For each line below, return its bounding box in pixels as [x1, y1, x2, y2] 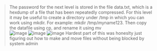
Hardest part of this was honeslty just [65, 30, 142, 36]
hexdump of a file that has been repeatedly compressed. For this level [9, 9, 152, 15]
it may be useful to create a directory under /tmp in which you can [9, 15, 145, 20]
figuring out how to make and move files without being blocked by [9, 35, 145, 41]
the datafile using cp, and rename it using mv [9, 25, 102, 31]
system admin [9, 41, 38, 46]
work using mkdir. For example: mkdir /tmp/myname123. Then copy [9, 20, 147, 25]
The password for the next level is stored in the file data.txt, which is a [9, 4, 153, 10]
